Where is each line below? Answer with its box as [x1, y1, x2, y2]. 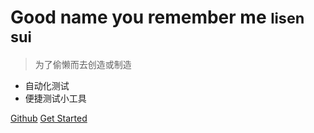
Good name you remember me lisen [10, 6, 305, 29]
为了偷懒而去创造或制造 [34, 58, 132, 70]
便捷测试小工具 [24, 92, 87, 104]
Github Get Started [10, 112, 88, 124]
